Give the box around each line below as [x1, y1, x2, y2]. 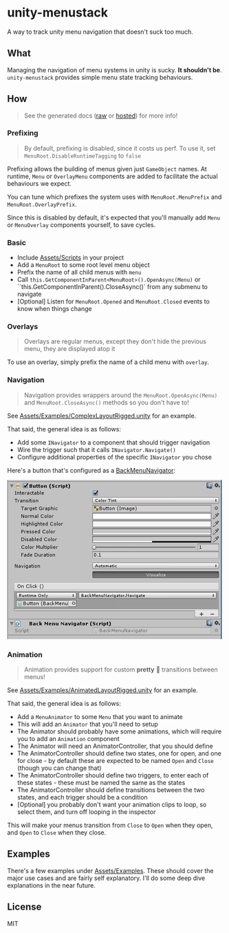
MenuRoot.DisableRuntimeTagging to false [23, 151, 142, 160]
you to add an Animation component [17, 735, 120, 743]
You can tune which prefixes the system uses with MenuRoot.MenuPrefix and [7, 193, 222, 201]
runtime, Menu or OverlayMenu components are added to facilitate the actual [7, 172, 218, 180]
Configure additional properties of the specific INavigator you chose [17, 453, 212, 461]
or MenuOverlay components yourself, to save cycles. [7, 220, 156, 228]
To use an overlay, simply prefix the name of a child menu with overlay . [7, 358, 210, 366]
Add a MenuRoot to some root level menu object [17, 261, 150, 269]
